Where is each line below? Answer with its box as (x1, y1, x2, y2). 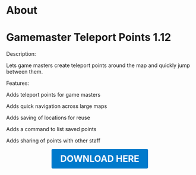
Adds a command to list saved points (6, 126, 97, 133)
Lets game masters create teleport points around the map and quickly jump (6, 62, 190, 69)
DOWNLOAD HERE (60, 153, 140, 165)
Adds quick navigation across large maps (6, 103, 108, 110)
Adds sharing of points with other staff (6, 137, 101, 144)
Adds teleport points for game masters (6, 91, 101, 98)
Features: (6, 79, 30, 87)
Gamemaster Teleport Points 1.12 (6, 31, 171, 44)
